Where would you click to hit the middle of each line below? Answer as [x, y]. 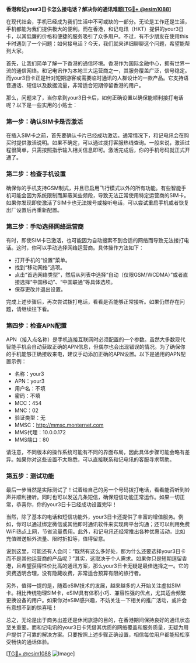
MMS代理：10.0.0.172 [40, 432]
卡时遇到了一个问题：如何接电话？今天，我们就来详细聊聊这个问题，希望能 [95, 44]
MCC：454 [28, 403]
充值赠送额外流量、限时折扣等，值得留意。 [57, 539]
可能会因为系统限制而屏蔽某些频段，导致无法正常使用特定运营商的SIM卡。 [100, 195]
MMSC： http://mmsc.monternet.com [59, 425]
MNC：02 [27, 410]
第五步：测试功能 [30, 476]
